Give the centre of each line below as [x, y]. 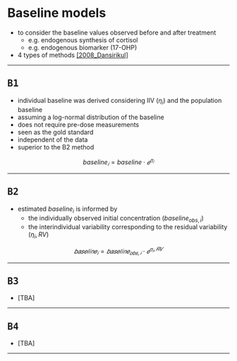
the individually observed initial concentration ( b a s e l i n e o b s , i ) [116, 219]
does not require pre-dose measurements [78, 124]
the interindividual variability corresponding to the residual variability [128, 227]
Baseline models [57, 13]
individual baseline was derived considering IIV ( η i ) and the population [120, 101]
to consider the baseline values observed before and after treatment [117, 32]
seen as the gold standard [55, 132]
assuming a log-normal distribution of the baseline [91, 117]
